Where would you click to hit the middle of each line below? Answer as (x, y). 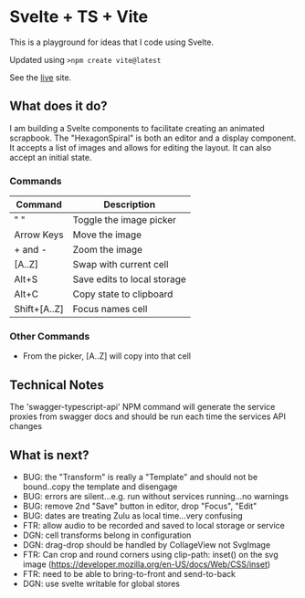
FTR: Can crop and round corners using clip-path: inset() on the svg (150, 554)
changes (26, 426)
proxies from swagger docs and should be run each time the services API (147, 416)
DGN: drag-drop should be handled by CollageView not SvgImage (147, 544)
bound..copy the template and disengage (100, 487)
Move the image (107, 235)
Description (130, 205)
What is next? (49, 455)
